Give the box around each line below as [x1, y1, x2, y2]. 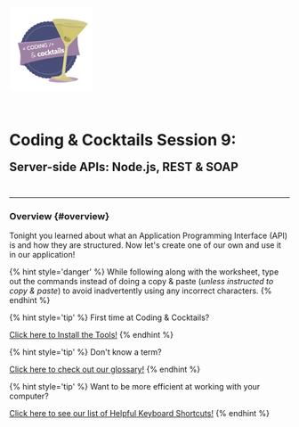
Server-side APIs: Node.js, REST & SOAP [9, 159, 238, 175]
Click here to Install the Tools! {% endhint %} [9, 330, 174, 341]
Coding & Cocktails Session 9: [9, 130, 237, 150]
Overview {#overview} [9, 209, 109, 222]
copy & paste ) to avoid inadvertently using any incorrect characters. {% [9, 285, 272, 296]
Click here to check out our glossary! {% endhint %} [9, 364, 201, 375]
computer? [9, 390, 49, 402]
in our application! [9, 250, 76, 260]
